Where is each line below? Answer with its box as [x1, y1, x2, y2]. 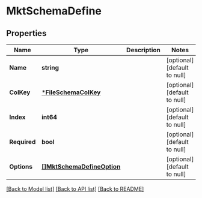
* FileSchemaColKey [41, 88, 101, 97]
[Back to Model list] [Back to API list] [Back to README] [6, 185, 144, 193]
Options [9, 163, 33, 170]
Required [9, 138, 36, 146]
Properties [6, 28, 47, 38]
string [41, 64, 59, 71]
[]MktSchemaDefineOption [41, 163, 121, 170]
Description [126, 46, 161, 54]
